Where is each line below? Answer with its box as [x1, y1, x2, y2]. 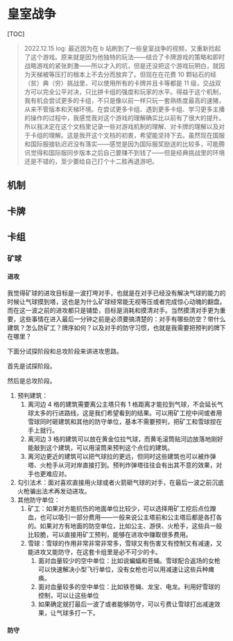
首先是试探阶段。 [7, 362, 56, 371]
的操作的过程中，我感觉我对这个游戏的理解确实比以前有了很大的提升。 [24, 113, 225, 122]
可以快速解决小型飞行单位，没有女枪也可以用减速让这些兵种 [37, 565, 209, 574]
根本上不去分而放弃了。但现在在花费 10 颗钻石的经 [72, 70, 217, 79]
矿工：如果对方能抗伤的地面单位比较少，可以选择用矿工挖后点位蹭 [27, 505, 216, 513]
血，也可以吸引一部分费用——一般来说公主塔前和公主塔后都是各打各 [27, 513, 223, 521]
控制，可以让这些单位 [37, 592, 99, 600]
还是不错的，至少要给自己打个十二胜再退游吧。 [24, 157, 158, 165]
